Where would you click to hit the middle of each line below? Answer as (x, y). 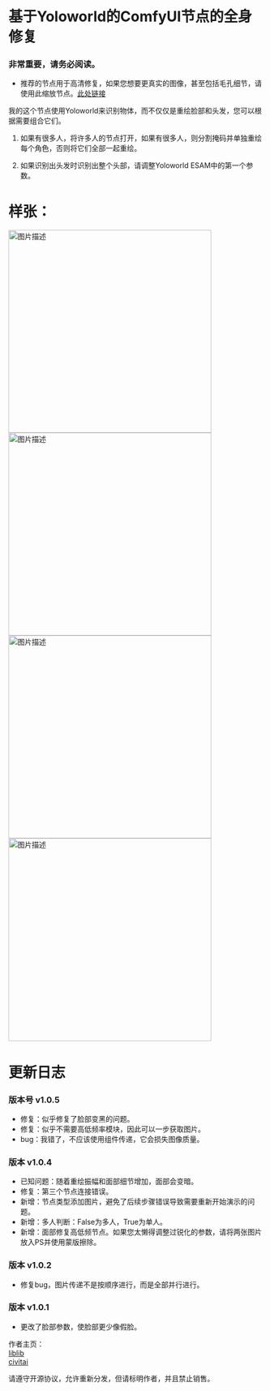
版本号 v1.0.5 (34, 1100)
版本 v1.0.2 (30, 1265)
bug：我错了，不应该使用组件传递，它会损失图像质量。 (112, 1139)
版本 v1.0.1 (29, 1307)
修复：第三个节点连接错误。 (66, 1191)
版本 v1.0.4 (30, 1162)
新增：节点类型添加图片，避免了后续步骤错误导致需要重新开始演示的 (134, 1202)
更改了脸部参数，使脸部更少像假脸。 (81, 1326)
